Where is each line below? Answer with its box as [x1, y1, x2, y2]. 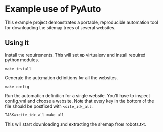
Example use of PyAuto [5, 3, 101, 15]
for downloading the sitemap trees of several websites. [5, 24, 116, 30]
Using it [5, 39, 29, 47]
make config [5, 84, 29, 89]
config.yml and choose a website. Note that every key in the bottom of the [5, 98, 155, 104]
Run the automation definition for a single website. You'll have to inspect [5, 93, 150, 98]
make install [5, 66, 32, 71]
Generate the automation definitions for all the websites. [5, 75, 118, 81]
